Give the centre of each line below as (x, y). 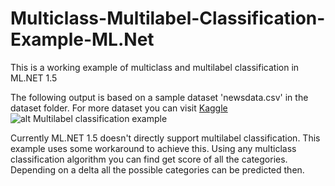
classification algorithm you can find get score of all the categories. (149, 159)
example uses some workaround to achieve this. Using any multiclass (153, 148)
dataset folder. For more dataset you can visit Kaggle (119, 108)
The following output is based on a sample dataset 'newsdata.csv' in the (159, 97)
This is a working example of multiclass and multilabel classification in (155, 67)
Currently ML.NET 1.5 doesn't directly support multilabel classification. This (165, 138)
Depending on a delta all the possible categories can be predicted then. (157, 169)
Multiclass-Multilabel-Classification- (168, 18)
